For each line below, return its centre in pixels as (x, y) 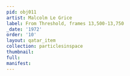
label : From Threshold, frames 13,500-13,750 (65, 23)
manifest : (19, 63)
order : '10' (21, 35)
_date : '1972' (24, 29)
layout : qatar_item (31, 40)
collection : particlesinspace (45, 47)
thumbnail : (20, 52)
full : (13, 58)
